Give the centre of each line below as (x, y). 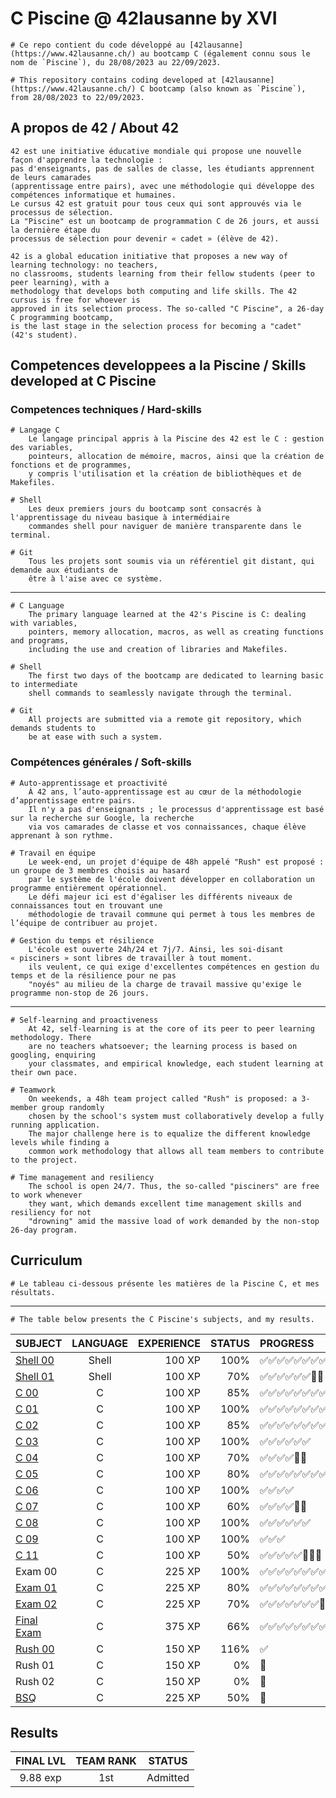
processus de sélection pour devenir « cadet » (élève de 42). (145, 238)
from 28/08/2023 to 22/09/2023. (77, 97)
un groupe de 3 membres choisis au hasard (100, 870)
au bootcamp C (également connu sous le (225, 53)
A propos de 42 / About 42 (94, 128)
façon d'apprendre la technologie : (86, 160)
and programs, (40, 641)
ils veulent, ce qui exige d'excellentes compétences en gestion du (174, 967)
